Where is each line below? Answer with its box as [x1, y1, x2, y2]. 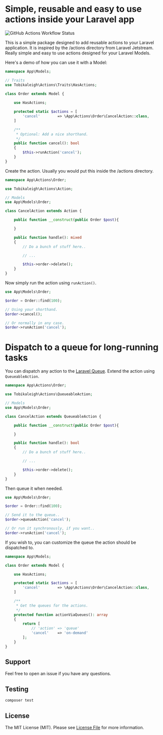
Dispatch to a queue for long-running [5, 342, 159, 353]
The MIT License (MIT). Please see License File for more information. [5, 724, 144, 730]
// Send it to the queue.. [5, 512, 60, 518]
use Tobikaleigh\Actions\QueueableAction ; [5, 392, 93, 397]
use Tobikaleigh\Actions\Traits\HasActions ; [5, 82, 97, 87]
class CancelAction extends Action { [5, 208, 82, 214]
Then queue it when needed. [5, 485, 63, 491]
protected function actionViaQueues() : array [14, 612, 108, 617]
